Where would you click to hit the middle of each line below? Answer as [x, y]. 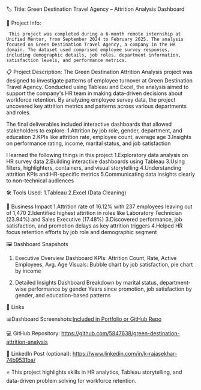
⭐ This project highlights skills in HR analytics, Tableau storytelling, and [94, 372]
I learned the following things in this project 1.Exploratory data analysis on [97, 155]
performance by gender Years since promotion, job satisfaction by [110, 289]
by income [28, 271]
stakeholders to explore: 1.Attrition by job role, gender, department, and [94, 131]
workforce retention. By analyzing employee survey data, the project [91, 100]
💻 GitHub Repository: [33, 333]
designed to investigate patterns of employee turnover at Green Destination [100, 80]
